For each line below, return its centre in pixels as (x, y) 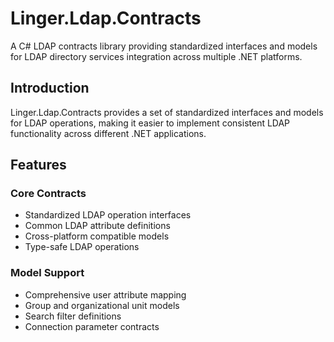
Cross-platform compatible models (97, 236)
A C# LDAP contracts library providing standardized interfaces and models (164, 46)
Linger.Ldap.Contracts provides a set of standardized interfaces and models (167, 112)
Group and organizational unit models (102, 305)
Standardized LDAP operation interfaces (108, 215)
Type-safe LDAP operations (82, 247)
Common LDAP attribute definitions (97, 226)
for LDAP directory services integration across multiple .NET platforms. (156, 56)
